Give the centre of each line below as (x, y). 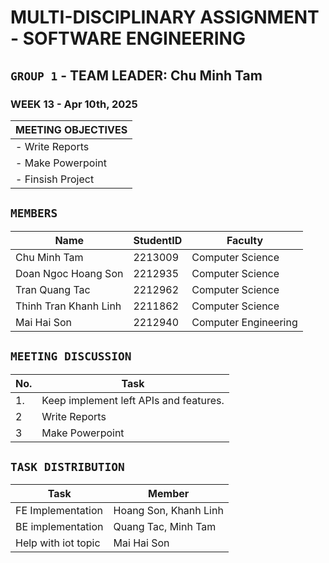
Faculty (245, 240)
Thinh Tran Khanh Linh (68, 306)
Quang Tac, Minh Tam (165, 527)
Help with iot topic (58, 543)
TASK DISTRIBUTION (67, 466)
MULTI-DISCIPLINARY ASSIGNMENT (165, 17)
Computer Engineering (244, 322)
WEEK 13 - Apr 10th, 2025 (74, 104)
